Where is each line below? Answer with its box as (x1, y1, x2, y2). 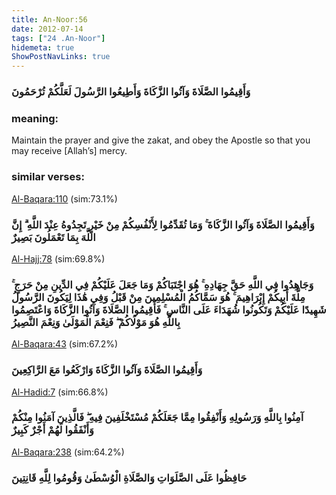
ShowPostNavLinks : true (11, 52, 111, 62)
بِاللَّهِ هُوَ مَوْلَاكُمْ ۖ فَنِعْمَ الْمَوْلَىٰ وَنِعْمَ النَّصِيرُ (11, 315, 181, 329)
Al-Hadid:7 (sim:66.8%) (11, 386, 109, 398)
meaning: (11, 111, 59, 125)
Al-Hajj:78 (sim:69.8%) (11, 252, 106, 265)
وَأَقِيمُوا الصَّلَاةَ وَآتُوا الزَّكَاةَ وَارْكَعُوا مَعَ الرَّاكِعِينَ (11, 363, 203, 377)
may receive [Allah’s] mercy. (11, 145, 128, 157)
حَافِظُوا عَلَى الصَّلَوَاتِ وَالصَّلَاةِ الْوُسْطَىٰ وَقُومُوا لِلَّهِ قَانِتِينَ (11, 471, 248, 485)
